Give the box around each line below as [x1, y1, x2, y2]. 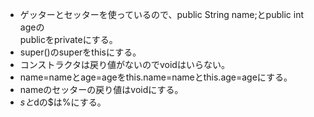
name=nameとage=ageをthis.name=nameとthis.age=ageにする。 [19, 71, 293, 83]
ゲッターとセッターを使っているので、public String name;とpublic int [19, 9, 304, 20]
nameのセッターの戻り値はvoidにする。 [19, 84, 184, 95]
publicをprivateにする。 [19, 34, 118, 45]
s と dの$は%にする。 [19, 96, 107, 108]
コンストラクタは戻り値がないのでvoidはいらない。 [19, 59, 230, 70]
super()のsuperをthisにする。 [19, 46, 142, 58]
